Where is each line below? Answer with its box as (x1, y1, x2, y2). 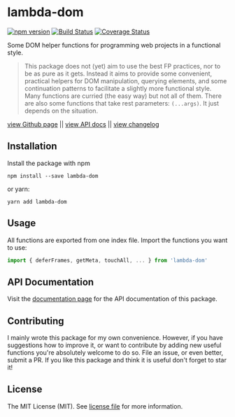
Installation (7, 141, 57, 153)
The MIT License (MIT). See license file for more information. (7, 402, 183, 410)
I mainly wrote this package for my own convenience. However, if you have (7, 334, 224, 342)
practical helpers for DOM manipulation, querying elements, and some (24, 76, 227, 85)
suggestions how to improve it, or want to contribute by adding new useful (7, 341, 222, 350)
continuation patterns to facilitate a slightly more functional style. (24, 84, 212, 92)
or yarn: (7, 185, 30, 193)
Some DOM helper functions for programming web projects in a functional (7, 41, 221, 49)
